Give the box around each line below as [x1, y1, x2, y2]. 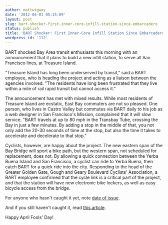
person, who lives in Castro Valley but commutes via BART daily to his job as [5, 106, 163, 112]
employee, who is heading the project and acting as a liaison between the [5, 75, 156, 81]
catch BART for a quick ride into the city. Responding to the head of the [5, 164, 152, 170]
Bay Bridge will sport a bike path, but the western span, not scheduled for [5, 148, 157, 154]
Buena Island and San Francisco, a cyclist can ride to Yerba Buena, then [5, 158, 153, 164]
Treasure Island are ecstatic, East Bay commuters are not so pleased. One [5, 100, 157, 106]
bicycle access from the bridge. [5, 185, 71, 191]
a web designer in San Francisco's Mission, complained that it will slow [5, 111, 151, 117]
